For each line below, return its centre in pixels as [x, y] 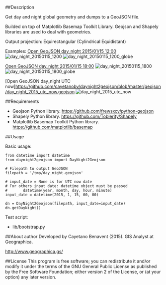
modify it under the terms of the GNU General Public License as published [81, 266]
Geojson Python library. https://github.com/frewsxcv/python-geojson [83, 111]
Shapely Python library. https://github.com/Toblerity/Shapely [74, 116]
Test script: [17, 217]
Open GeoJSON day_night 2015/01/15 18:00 [50, 66]
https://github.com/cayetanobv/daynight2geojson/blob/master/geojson [88, 86]
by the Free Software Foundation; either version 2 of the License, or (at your [83, 272]
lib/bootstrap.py [29, 227]
